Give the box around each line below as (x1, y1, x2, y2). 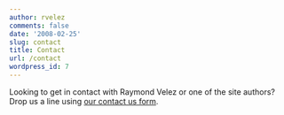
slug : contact (9, 37, 62, 47)
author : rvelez (9, 12, 66, 22)
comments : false (9, 21, 69, 30)
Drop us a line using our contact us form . (9, 96, 159, 106)
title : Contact (9, 46, 66, 55)
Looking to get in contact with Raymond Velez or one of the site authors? (9, 86, 275, 97)
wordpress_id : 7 (9, 63, 69, 72)
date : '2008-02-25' (9, 29, 82, 38)
